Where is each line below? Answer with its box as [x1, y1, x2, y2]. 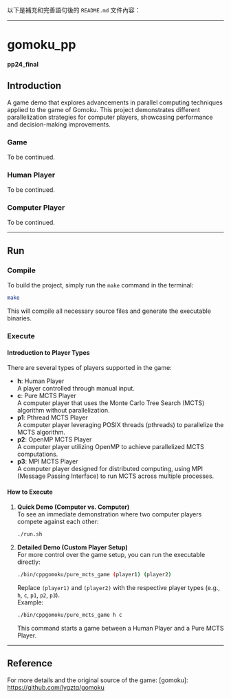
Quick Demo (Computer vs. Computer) [16, 503, 130, 511]
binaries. [7, 314, 32, 323]
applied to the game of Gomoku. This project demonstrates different [7, 105, 201, 113]
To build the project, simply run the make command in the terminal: [7, 281, 194, 290]
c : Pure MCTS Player [16, 391, 77, 400]
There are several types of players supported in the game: [7, 364, 172, 372]
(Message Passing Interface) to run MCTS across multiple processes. [16, 472, 214, 480]
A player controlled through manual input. [16, 384, 135, 393]
